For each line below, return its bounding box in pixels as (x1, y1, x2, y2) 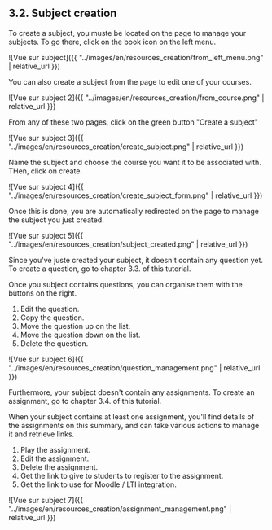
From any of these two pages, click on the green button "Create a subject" (8, 117, 259, 127)
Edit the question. (20, 304, 80, 313)
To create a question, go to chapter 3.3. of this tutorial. (8, 264, 191, 274)
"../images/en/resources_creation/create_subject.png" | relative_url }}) (8, 142, 244, 151)
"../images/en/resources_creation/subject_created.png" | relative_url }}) (8, 239, 248, 249)
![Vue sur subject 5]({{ (8, 230, 84, 240)
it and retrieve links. (8, 429, 75, 439)
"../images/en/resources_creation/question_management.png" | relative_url (8, 362, 261, 373)
